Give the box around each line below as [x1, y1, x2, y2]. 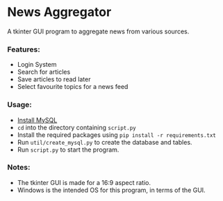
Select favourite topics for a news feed [17, 83, 129, 91]
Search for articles [17, 67, 71, 77]
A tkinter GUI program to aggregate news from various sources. [7, 27, 190, 35]
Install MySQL [17, 115, 58, 124]
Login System [17, 61, 57, 69]
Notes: [7, 163, 31, 172]
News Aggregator [7, 4, 112, 20]
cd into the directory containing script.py [17, 123, 137, 131]
